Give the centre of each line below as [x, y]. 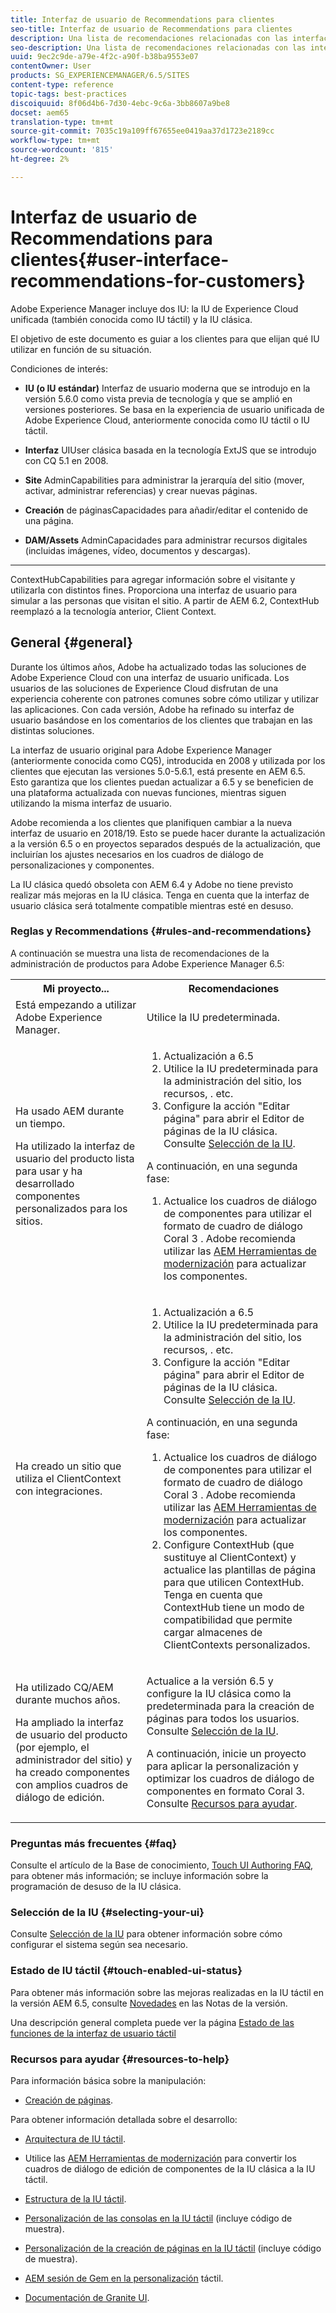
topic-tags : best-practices [69, 94]
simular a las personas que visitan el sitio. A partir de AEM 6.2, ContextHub [165, 600]
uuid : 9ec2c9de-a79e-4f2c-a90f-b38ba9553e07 [104, 57]
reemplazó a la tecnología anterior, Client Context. [113, 611]
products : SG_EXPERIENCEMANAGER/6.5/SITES [100, 76]
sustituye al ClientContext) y [230, 1557]
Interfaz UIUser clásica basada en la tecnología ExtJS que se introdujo [170, 450]
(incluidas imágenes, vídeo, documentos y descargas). [137, 550]
